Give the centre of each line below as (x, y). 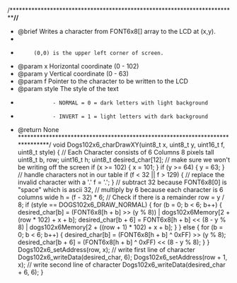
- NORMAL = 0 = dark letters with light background (131, 103)
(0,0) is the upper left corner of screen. (99, 53)
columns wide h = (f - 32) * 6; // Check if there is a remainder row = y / (121, 197)
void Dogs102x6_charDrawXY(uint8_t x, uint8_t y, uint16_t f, (139, 145)
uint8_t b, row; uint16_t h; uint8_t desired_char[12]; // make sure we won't (123, 159)
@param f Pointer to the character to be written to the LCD (103, 81)
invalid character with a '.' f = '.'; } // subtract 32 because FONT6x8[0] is (122, 182)
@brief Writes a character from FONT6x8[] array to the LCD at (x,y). (116, 31)
